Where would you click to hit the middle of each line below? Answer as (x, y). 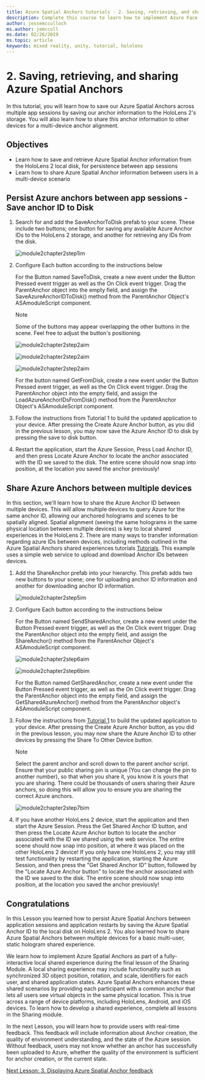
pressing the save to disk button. (56, 437)
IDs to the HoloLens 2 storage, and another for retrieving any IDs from (103, 235)
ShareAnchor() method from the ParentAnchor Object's (85, 641)
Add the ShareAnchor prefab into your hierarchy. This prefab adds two (104, 573)
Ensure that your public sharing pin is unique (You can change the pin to (106, 770)
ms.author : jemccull (33, 29)
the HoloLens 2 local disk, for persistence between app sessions (96, 166)
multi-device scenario (43, 179)
